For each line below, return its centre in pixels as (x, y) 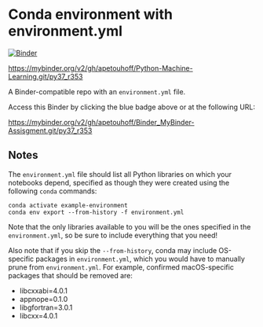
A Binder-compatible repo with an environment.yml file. (97, 91)
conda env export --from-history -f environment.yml (96, 212)
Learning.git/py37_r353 (46, 76)
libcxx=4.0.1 (38, 315)
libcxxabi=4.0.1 (44, 290)
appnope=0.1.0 (44, 299)
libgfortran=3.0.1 (46, 307)
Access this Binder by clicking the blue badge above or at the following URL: (132, 107)
